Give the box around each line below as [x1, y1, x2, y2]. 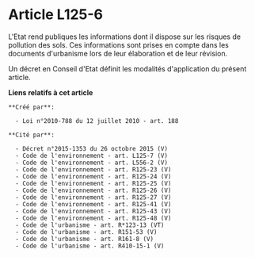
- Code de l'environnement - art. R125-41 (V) [15, 200, 172, 208]
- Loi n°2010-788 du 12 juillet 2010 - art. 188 [15, 117, 179, 125]
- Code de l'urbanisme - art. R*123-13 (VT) [15, 221, 165, 229]
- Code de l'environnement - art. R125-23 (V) [15, 165, 172, 174]
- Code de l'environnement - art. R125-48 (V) [15, 214, 172, 222]
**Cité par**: [8, 131, 55, 139]
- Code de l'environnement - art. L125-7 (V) [15, 152, 169, 159]
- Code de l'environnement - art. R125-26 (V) [15, 186, 172, 194]
